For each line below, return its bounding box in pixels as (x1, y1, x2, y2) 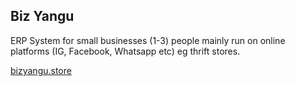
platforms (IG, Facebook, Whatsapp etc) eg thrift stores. (10, 45, 241, 57)
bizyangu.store (10, 64, 72, 76)
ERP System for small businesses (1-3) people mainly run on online (10, 34, 286, 46)
